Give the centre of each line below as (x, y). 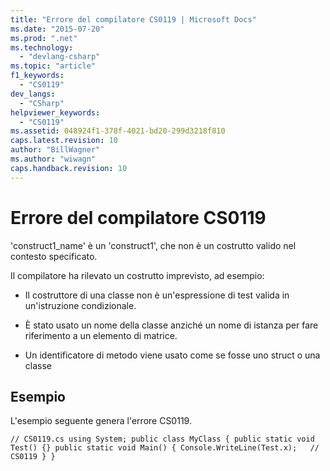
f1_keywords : (37, 76)
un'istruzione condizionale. (80, 305)
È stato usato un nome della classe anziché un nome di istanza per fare (171, 325)
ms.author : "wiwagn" (53, 159)
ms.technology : (42, 47)
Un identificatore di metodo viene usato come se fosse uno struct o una (172, 355)
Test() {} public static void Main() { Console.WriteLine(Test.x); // (165, 448)
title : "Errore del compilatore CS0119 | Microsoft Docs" (133, 19)
